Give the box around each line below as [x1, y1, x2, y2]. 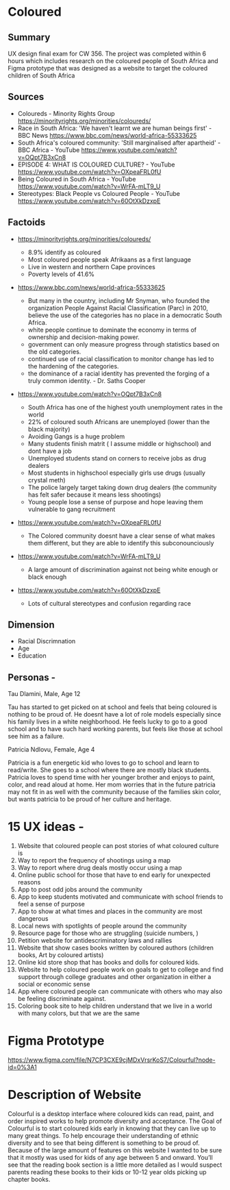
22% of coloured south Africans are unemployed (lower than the [27, 417, 210, 425]
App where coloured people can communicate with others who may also [17, 987, 223, 995]
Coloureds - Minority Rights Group [17, 109, 115, 117]
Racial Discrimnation [17, 637, 76, 645]
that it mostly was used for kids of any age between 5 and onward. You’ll [8, 1154, 213, 1162]
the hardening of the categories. [27, 362, 119, 370]
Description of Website [8, 1087, 142, 1103]
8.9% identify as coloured [27, 248, 101, 256]
